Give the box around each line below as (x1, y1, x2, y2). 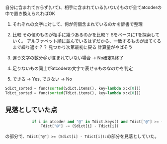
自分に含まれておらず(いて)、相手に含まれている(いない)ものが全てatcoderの (5, 4, 162, 10)
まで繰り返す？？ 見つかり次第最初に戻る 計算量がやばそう (12, 44, 133, 50)
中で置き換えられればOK (5, 10, 56, 16)
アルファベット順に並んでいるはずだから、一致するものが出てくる (26, 38, 162, 44)
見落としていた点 (5, 106, 58, 114)
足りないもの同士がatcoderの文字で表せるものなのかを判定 (12, 65, 133, 71)
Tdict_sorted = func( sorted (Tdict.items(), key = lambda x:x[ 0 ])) (5, 90, 141, 96)
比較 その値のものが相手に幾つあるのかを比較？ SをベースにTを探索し (12, 32, 156, 37)
